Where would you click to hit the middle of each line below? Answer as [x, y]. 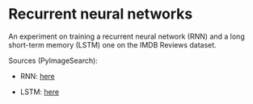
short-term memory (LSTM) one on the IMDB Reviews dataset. [112, 44]
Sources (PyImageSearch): [53, 60]
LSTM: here [39, 92]
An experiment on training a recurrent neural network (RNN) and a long [126, 36]
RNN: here [37, 76]
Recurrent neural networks [101, 14]
